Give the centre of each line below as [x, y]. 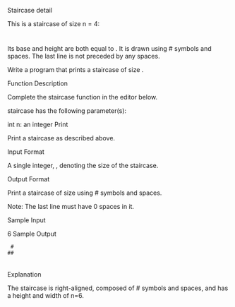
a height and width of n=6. [46, 295]
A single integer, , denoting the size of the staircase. [83, 166]
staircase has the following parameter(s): [67, 111]
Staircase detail [30, 10]
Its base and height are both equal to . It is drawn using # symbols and [109, 49]
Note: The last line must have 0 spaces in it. [71, 207]
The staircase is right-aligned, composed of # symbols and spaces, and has [118, 288]
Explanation [24, 274]
